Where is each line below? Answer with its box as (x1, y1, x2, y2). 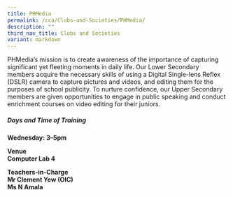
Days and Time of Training (7, 116, 86, 124)
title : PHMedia (7, 10, 52, 17)
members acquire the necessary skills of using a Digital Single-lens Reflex (7, 71, 221, 79)
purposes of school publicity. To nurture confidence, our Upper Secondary (7, 85, 223, 94)
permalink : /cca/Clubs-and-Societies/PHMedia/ (7, 17, 146, 24)
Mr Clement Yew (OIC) (7, 175, 73, 184)
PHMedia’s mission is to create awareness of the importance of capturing (7, 55, 219, 64)
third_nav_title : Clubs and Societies (7, 29, 120, 37)
